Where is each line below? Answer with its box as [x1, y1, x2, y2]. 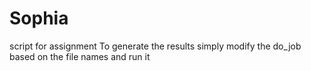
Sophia [9, 7, 69, 30]
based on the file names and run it [9, 50, 151, 62]
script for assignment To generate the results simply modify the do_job [9, 40, 302, 52]
